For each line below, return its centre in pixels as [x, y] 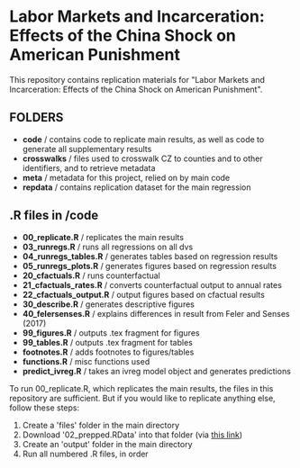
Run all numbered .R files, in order [85, 454]
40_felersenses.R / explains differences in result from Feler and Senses [156, 313]
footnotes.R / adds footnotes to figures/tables [108, 352]
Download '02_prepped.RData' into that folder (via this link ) [132, 435]
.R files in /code [54, 216]
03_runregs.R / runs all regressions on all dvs [108, 247]
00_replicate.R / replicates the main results [103, 237]
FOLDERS [36, 117]
